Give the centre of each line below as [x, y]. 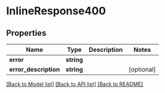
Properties [26, 33]
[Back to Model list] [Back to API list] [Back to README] [75, 84]
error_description [35, 69]
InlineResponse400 [56, 11]
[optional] [142, 69]
